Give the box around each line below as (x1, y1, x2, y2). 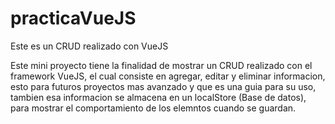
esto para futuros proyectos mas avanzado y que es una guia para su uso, (10, 80, 317, 92)
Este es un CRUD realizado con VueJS (10, 40, 169, 52)
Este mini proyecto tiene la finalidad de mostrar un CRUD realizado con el (10, 59, 313, 71)
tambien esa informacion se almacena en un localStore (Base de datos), (10, 91, 307, 103)
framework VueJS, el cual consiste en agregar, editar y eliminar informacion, (10, 70, 326, 82)
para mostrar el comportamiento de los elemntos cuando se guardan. (10, 102, 297, 114)
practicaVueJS (10, 7, 137, 30)
